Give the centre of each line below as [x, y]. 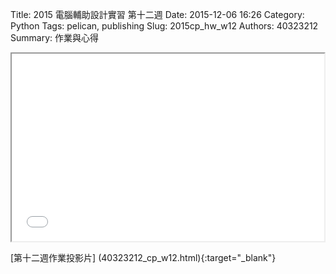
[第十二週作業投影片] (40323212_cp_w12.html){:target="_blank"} [143, 257]
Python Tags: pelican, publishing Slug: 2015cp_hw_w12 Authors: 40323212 [164, 26]
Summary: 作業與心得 [54, 37]
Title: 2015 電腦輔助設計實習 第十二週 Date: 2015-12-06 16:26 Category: [157, 14]
